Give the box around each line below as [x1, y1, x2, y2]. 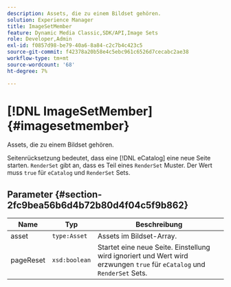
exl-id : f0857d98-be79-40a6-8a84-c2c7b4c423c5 [7, 42, 143, 49]
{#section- [54, 189, 102, 200]
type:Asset [52, 232, 88, 240]
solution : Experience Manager [7, 17, 94, 23]
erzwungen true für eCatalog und [97, 259, 206, 269]
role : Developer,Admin [7, 36, 72, 43]
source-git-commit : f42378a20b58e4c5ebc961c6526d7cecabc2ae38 [7, 49, 189, 56]
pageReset [10, 255, 46, 265]
